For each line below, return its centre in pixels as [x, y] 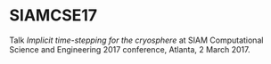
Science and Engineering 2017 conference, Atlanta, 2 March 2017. [130, 49]
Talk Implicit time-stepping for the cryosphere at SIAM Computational [136, 40]
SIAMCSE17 [53, 16]
